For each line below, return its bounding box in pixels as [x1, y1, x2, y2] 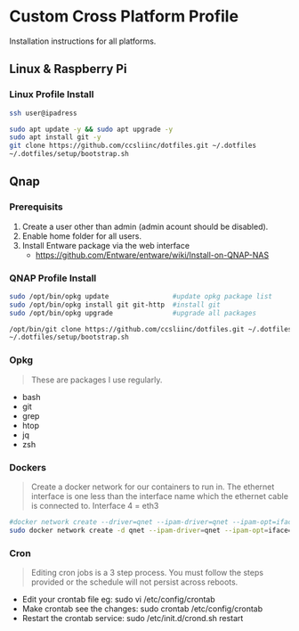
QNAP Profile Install [9, 272, 97, 284]
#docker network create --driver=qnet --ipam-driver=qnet [9, 517, 229, 527]
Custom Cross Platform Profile [9, 6, 238, 27]
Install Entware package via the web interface [21, 240, 190, 250]
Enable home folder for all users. [21, 230, 142, 242]
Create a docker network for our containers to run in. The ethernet [30, 481, 275, 492]
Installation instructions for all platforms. [9, 36, 157, 46]
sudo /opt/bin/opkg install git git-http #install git [9, 300, 221, 309]
